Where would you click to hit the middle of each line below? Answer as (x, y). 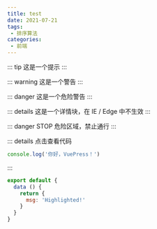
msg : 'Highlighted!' (55, 200)
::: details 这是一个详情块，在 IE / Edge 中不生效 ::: (79, 111)
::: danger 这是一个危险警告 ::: (50, 96)
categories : (24, 40)
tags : (15, 27)
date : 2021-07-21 (32, 20)
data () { (28, 187)
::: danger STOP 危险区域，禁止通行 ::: (62, 126)
